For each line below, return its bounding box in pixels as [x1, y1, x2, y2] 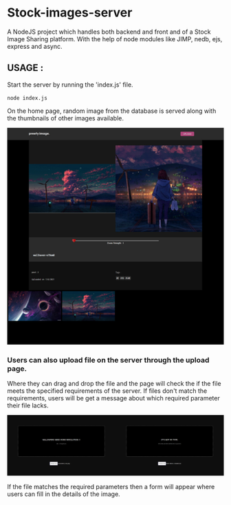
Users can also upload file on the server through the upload [7, 355, 210, 365]
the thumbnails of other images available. [7, 114, 124, 122]
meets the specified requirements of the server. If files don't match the [7, 387, 208, 395]
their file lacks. [7, 401, 49, 410]
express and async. [7, 42, 63, 50]
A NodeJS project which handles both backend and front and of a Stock [7, 28, 211, 36]
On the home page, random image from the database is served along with [7, 107, 217, 115]
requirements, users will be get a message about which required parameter [7, 394, 220, 402]
